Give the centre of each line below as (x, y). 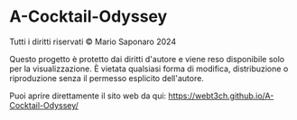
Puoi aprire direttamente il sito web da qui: (88, 96)
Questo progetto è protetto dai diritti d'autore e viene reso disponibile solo (147, 59)
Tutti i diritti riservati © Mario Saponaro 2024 (93, 42)
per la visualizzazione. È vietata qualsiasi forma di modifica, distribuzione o (149, 69)
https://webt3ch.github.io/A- (221, 96)
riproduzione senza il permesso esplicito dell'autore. (107, 78)
